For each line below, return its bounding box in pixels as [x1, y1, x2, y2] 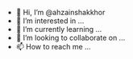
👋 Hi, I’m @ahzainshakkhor [15, 8, 106, 17]
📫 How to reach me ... [15, 42, 91, 51]
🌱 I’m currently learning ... [15, 25, 102, 33]
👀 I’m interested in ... [15, 16, 85, 26]
